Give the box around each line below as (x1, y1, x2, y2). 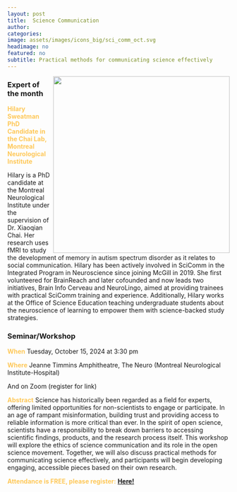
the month (7, 88, 44, 98)
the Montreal (7, 186, 44, 194)
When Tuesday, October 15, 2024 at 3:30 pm (7, 347, 139, 356)
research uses (7, 238, 49, 247)
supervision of (7, 216, 49, 225)
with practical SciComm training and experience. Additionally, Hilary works (7, 291, 224, 300)
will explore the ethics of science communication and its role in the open (7, 441, 218, 450)
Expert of (7, 79, 40, 89)
